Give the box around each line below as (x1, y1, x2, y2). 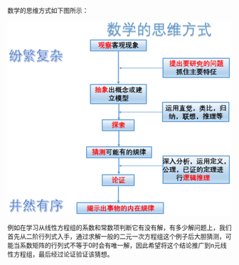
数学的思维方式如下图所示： (7, 6, 89, 14)
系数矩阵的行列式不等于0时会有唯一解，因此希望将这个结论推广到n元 (19, 241, 221, 250)
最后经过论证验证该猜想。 (38, 250, 114, 259)
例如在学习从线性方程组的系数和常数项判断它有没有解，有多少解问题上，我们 (7, 223, 232, 232)
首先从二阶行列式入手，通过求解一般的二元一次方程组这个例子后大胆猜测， (7, 232, 225, 241)
